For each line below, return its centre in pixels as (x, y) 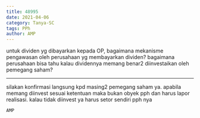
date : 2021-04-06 (28, 17)
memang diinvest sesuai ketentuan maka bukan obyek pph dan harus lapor (98, 94)
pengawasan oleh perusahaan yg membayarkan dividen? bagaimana (90, 57)
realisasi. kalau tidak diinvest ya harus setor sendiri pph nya (79, 100)
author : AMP (21, 34)
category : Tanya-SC (30, 23)
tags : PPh (18, 28)
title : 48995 (22, 12)
